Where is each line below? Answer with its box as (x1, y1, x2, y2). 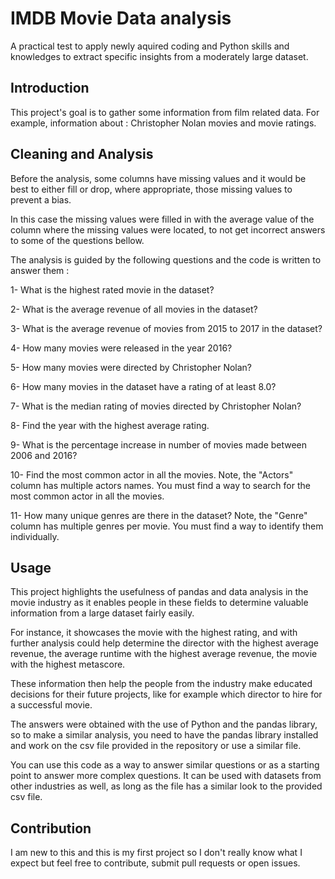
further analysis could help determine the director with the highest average (10, 637, 320, 649)
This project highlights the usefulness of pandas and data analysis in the (10, 586, 309, 598)
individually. (10, 530, 60, 542)
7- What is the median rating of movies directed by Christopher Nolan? (10, 400, 302, 412)
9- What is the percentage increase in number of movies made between (10, 438, 308, 451)
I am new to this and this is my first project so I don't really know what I (10, 847, 303, 859)
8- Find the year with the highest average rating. (10, 419, 210, 431)
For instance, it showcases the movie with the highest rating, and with (10, 627, 298, 639)
